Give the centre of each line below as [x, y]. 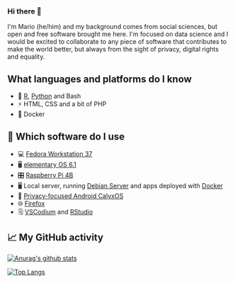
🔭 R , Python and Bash [49, 96]
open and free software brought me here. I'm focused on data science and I [118, 34]
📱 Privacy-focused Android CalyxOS [70, 196]
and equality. [26, 57]
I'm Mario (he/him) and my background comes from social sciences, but [113, 27]
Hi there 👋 [25, 11]
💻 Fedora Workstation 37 [55, 154]
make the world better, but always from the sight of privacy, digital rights [113, 50]
